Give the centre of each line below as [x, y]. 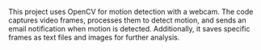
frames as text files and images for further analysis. [94, 37]
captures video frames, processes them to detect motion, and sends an [127, 20]
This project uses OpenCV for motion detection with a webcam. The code [131, 12]
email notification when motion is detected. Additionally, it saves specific [129, 29]
